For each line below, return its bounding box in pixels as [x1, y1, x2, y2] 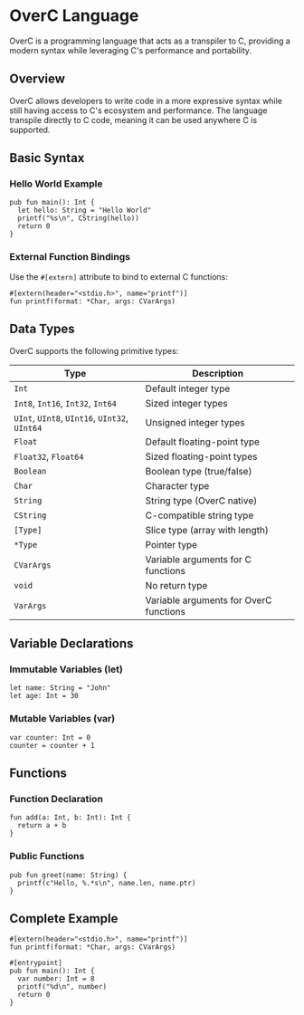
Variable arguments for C [145, 553, 252, 566]
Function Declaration [9, 792, 104, 805]
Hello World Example [9, 177, 103, 190]
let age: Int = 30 [9, 692, 79, 701]
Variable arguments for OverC [145, 594, 272, 607]
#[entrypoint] [9, 959, 63, 968]
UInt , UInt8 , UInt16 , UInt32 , [14, 411, 128, 424]
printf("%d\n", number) [17, 982, 107, 991]
